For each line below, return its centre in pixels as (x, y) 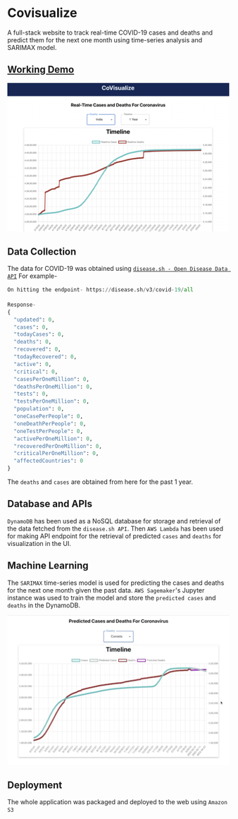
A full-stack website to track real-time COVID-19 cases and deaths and (110, 32)
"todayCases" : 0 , (39, 334)
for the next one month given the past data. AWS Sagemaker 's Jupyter (106, 590)
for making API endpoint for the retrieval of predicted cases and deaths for (114, 536)
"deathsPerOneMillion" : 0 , (53, 387)
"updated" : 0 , (34, 320)
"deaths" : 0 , (33, 342)
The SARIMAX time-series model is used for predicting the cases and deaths (116, 583)
